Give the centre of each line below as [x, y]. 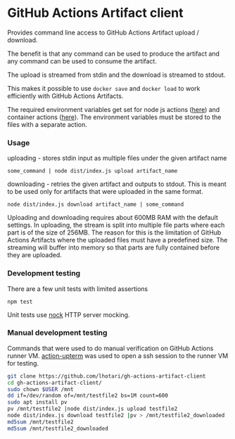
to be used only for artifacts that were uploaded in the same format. [106, 192]
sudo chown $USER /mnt [40, 389]
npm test [20, 302]
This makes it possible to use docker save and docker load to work [104, 88]
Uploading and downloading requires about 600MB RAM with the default [113, 218]
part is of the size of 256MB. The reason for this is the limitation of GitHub [114, 233]
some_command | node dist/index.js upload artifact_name [93, 171]
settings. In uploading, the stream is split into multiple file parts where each [116, 225]
